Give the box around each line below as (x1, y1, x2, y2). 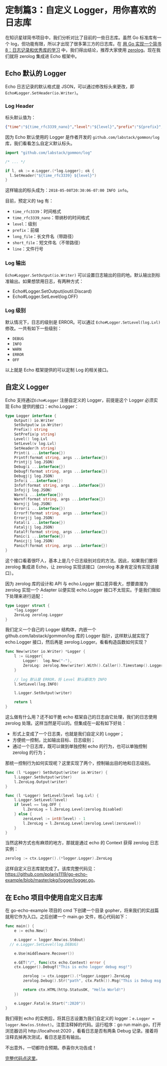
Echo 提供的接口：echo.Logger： (10, 403, 79, 409)
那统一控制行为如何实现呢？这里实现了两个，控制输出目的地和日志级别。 (5, 760, 153, 766)
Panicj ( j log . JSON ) (14, 539, 55, 544)
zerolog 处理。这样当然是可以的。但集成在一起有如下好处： (5, 720, 127, 726)
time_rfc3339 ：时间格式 (12, 208, 61, 215)
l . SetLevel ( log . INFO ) (14, 682, 59, 687)
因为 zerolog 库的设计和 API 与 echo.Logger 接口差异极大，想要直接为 (5, 580, 148, 587)
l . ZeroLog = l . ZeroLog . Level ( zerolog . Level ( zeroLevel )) (23, 821, 141, 826)
